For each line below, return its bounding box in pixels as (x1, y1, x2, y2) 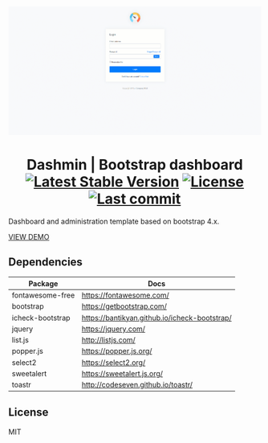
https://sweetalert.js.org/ (81, 368, 163, 378)
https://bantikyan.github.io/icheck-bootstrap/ (81, 313, 232, 322)
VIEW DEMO (8, 232, 50, 241)
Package (28, 278, 59, 288)
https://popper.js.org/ (81, 347, 152, 356)
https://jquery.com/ (81, 324, 146, 334)
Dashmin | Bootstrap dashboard (26, 155, 243, 174)
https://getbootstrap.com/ (81, 301, 167, 311)
